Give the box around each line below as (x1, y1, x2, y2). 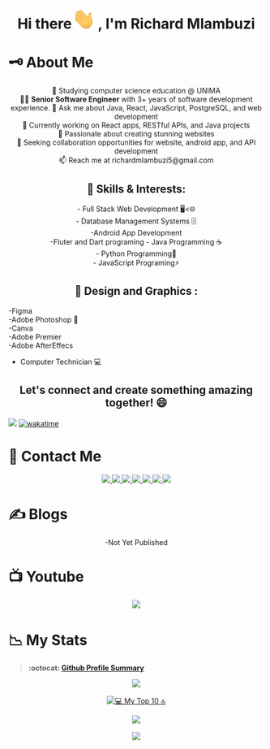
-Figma (8, 305, 32, 315)
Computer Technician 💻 (19, 357, 102, 366)
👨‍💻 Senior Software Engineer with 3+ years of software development (19, 94, 253, 104)
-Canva (8, 323, 34, 333)
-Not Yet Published (105, 537, 168, 547)
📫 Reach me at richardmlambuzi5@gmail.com (58, 155, 214, 165)
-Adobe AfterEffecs (8, 340, 74, 350)
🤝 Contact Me (8, 447, 102, 465)
